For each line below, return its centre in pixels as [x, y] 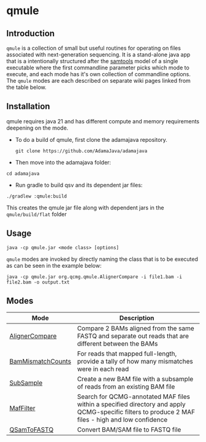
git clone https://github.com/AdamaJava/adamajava [81, 151]
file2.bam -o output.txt [38, 282]
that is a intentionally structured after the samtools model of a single [92, 61]
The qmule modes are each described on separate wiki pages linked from [99, 81]
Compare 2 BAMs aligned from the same [135, 328]
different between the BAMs [117, 344]
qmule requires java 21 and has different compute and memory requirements [103, 121]
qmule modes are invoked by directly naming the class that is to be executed [102, 259]
